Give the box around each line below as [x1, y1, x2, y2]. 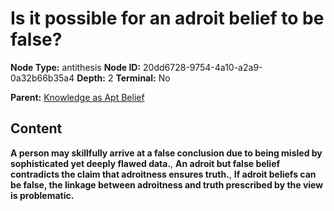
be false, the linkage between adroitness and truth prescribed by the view [10, 178, 324, 191]
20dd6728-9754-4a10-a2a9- [143, 61, 263, 73]
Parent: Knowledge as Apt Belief [10, 91, 145, 103]
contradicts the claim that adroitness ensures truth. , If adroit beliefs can [10, 168, 317, 180]
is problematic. [10, 189, 75, 201]
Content [10, 120, 63, 137]
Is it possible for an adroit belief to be [10, 7, 325, 30]
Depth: [76, 72, 107, 84]
